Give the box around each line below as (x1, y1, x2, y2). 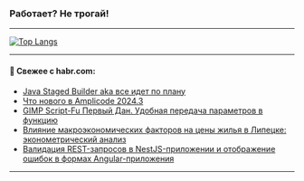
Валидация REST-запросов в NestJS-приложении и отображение (22, 143, 276, 154)
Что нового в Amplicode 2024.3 (22, 95, 144, 106)
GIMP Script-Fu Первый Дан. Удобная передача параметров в (22, 105, 263, 116)
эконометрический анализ (22, 134, 127, 145)
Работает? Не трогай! (9, 7, 109, 20)
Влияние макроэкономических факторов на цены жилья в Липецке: (22, 124, 287, 135)
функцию (22, 114, 59, 125)
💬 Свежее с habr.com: (9, 65, 96, 76)
